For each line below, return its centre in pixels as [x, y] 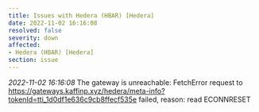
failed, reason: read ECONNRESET [195, 99]
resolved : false [35, 30]
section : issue [33, 60]
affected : [25, 45]
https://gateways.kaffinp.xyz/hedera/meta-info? [87, 91]
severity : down [33, 38]
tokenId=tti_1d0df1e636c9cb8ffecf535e [73, 99]
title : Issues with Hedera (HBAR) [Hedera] [81, 15]
